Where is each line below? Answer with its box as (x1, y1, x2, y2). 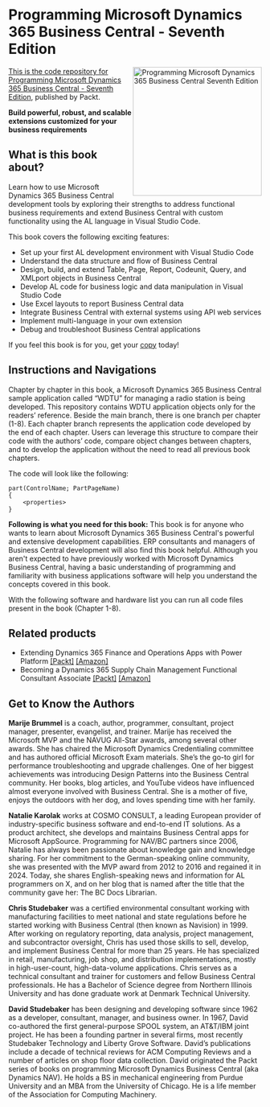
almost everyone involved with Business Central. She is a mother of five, (8, 787, 247, 796)
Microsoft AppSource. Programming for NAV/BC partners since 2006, (8, 837, 239, 846)
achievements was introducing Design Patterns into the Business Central (8, 770, 249, 780)
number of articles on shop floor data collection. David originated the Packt (8, 1056, 258, 1065)
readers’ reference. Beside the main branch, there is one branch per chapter (8, 410, 261, 420)
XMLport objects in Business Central (19, 273, 141, 282)
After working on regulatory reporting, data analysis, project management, (8, 929, 255, 939)
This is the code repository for (8, 66, 108, 76)
